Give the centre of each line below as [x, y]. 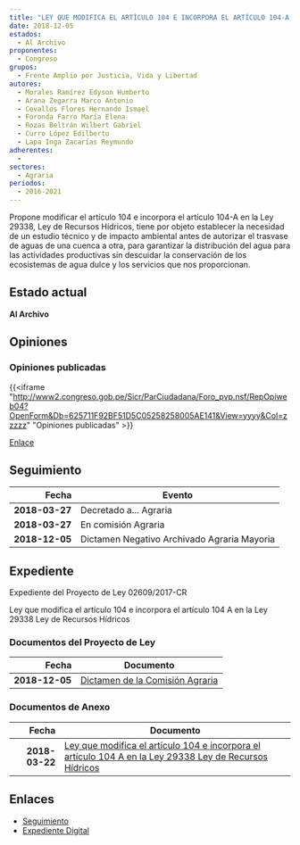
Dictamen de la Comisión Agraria [149, 681]
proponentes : [33, 51]
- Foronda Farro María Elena [71, 117]
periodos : [28, 184]
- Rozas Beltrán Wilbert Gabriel [79, 126]
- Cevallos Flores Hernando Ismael [83, 109]
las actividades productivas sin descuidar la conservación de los [128, 255]
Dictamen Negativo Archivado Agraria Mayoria [177, 539]
